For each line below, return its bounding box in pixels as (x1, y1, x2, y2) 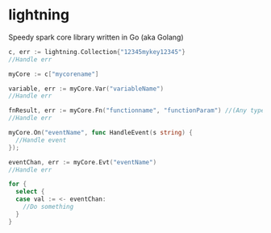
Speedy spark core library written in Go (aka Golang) (8, 32, 184, 42)
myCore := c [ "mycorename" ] (8, 70, 99, 78)
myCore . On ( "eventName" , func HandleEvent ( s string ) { (8, 129, 194, 137)
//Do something (23, 203, 74, 211)
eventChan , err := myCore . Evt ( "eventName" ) (8, 158, 157, 166)
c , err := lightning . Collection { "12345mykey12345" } (8, 48, 186, 56)
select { (15, 188, 45, 196)
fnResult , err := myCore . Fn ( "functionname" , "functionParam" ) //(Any (8, 106, 248, 114)
